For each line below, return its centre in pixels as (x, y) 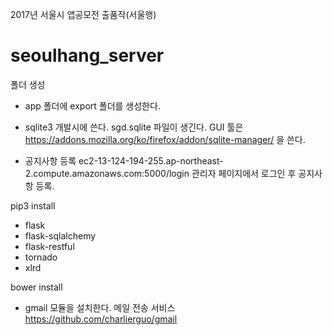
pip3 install (33, 205)
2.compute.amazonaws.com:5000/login (107, 173)
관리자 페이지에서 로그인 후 (244, 173)
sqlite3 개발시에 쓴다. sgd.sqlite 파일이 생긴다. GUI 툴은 (134, 127)
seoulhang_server (87, 55)
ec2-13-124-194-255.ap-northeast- (151, 160)
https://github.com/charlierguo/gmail (101, 319)
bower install (36, 287)
